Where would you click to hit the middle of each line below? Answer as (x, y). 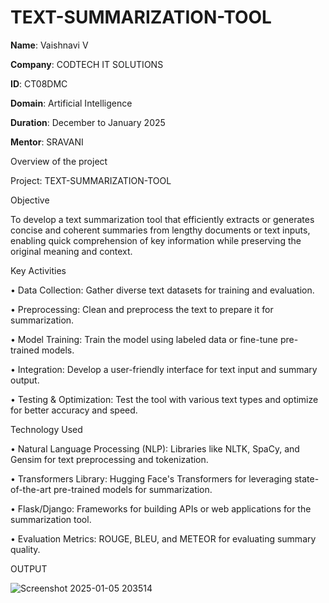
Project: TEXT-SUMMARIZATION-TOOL (91, 180)
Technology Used (46, 429)
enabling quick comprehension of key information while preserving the (156, 240)
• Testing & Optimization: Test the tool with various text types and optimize (164, 399)
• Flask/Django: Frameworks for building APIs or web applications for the (161, 508)
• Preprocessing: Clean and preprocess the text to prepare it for (142, 309)
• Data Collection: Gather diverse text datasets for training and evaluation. (162, 290)
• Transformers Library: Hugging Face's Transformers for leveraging (151, 478)
